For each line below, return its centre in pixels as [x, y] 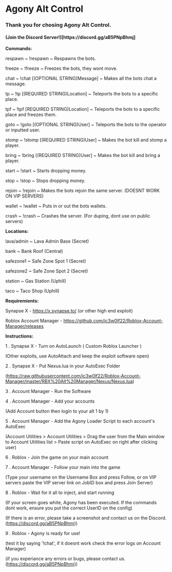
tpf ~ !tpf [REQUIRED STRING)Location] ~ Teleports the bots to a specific [83, 109]
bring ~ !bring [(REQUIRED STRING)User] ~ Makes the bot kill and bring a [83, 155]
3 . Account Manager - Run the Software [48, 391]
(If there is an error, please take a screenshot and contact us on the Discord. [86, 518]
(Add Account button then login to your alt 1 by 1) [57, 411]
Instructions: [20, 336]
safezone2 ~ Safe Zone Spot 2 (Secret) [47, 271]
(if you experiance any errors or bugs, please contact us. [65, 559]
